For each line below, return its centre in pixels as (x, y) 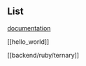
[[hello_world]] (28, 42)
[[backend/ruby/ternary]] (43, 55)
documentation (29, 28)
